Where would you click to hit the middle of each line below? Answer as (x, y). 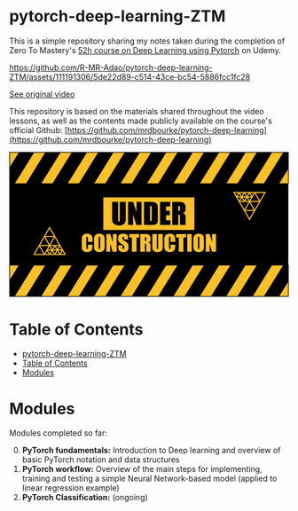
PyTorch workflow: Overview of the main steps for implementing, (142, 469)
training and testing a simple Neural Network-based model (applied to (149, 479)
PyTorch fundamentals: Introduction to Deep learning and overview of (151, 451)
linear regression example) (71, 488)
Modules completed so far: (59, 433)
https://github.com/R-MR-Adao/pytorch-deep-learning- (111, 67)
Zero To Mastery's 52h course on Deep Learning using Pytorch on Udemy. (145, 50)
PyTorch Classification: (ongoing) (85, 498)
